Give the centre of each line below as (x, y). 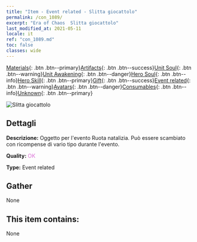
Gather (19, 186)
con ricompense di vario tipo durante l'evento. (63, 144)
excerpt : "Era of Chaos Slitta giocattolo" (62, 23)
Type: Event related (30, 167)
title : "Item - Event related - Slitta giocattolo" (72, 12)
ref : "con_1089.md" (30, 39)
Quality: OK (21, 155)
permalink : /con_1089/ (34, 17)
